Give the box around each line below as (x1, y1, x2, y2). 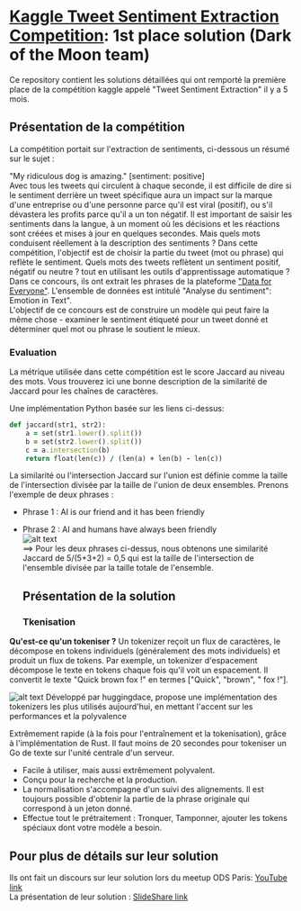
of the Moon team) (9, 45, 150, 65)
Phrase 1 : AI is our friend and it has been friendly (22, 507, 205, 518)
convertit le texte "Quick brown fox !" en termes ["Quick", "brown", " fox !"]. (9, 674, 289, 685)
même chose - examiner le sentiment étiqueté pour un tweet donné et (9, 313, 269, 325)
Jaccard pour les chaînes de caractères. (9, 385, 159, 397)
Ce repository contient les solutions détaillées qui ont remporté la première (9, 74, 287, 85)
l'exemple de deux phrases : (9, 489, 114, 501)
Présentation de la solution (22, 588, 176, 604)
